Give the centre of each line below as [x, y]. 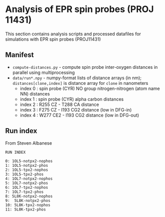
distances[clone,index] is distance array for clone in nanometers [80, 83]
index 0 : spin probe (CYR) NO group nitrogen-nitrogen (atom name [90, 88]
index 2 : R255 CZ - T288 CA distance [59, 104]
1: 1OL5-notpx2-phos [27, 165]
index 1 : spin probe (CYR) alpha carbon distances [72, 99]
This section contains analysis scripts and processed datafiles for [73, 34]
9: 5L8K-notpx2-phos [28, 200]
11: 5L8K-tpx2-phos [26, 209]
